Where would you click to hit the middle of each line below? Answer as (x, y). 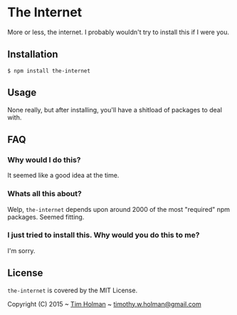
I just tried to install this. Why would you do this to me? (104, 235)
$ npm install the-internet (49, 71)
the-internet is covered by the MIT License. (72, 290)
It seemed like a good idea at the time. (63, 176)
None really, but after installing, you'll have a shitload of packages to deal (115, 110)
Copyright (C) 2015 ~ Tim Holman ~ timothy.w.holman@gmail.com (104, 304)
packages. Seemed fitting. (46, 217)
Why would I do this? (44, 159)
